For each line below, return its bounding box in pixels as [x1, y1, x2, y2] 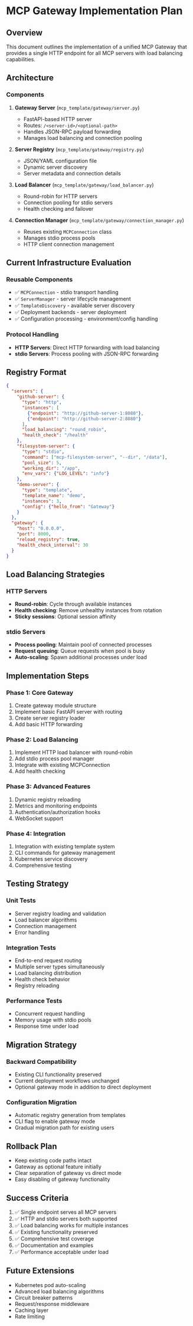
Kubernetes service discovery [14, 855, 88, 863]
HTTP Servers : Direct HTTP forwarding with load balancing [14, 344, 160, 351]
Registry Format [6, 367, 67, 377]
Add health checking [14, 767, 66, 775]
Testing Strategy [6, 878, 69, 889]
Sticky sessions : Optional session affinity [14, 613, 116, 620]
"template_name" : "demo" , [21, 492, 86, 498]
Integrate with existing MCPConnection [14, 762, 110, 769]
